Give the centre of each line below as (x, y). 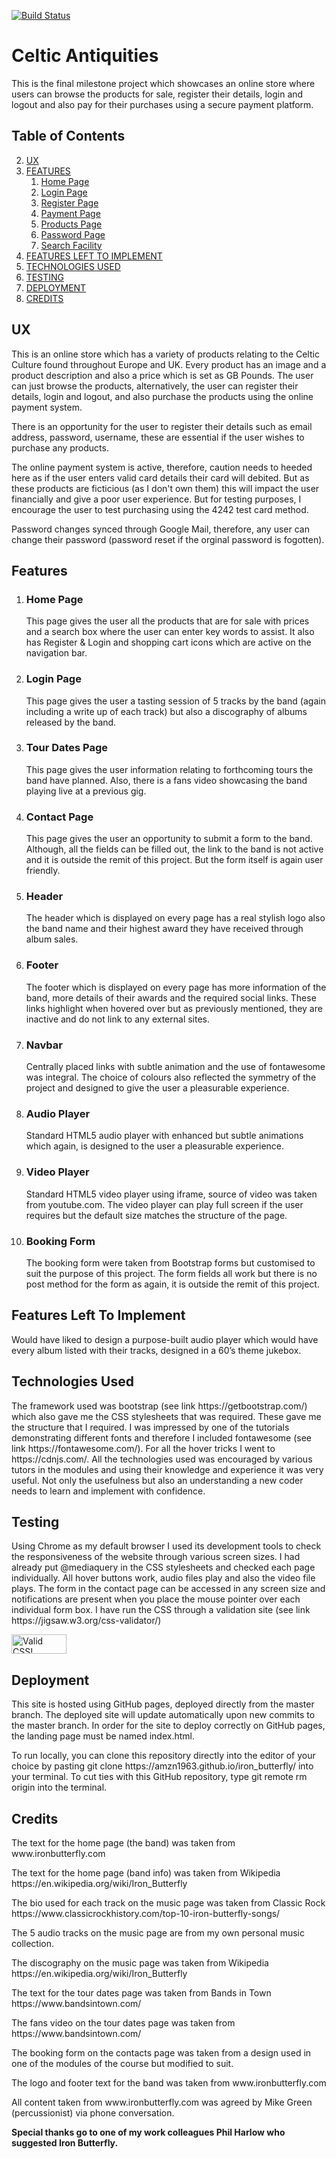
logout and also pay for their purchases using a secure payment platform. (162, 104)
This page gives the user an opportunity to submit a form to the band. (169, 839)
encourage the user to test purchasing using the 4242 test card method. (160, 509)
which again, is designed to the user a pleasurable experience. (155, 1146)
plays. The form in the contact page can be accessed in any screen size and (168, 1589)
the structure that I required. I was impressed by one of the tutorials (150, 1427)
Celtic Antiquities (85, 56)
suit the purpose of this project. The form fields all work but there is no (171, 1273)
